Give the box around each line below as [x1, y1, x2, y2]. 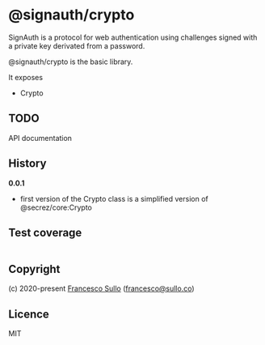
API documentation [8, 133, 73, 143]
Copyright [8, 262, 61, 276]
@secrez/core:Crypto [19, 202, 93, 212]
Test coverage [8, 225, 82, 240]
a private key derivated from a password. [8, 40, 145, 50]
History [8, 156, 47, 171]
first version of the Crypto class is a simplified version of [19, 194, 208, 203]
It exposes [8, 72, 43, 82]
